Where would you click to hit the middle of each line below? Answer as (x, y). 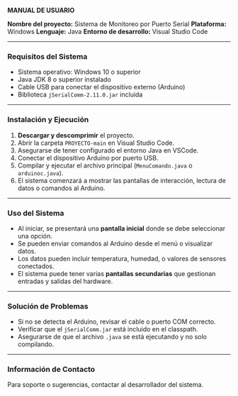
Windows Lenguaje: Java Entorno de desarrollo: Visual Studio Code (108, 32)
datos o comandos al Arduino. (61, 188)
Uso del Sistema (36, 213)
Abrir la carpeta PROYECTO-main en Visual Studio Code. (96, 143)
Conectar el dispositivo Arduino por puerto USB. (88, 158)
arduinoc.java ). (40, 172)
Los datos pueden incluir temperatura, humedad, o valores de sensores (122, 258)
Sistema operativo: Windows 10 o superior (79, 72)
